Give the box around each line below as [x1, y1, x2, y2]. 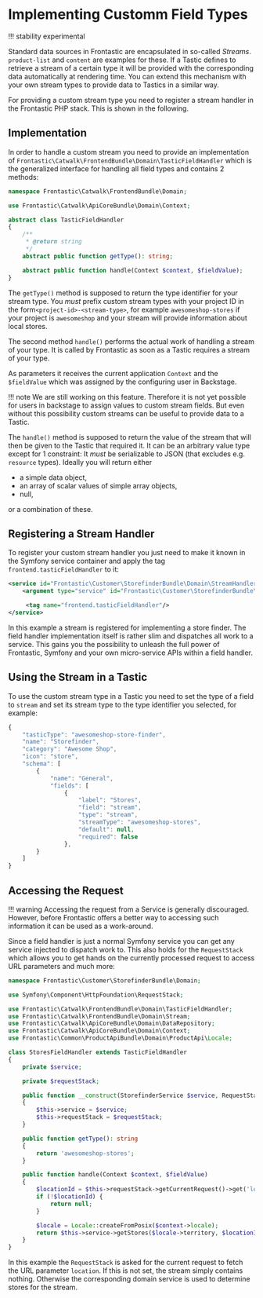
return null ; [49, 1200, 92, 1208]
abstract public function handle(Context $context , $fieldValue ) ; [22, 266, 243, 274]
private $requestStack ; [22, 1077, 100, 1085]
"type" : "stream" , [77, 811, 139, 819]
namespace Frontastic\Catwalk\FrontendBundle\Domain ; [8, 187, 188, 196]
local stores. [8, 321, 48, 331]
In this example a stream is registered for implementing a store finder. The [8, 623, 247, 632]
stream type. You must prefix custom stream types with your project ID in [8, 296, 244, 305]
